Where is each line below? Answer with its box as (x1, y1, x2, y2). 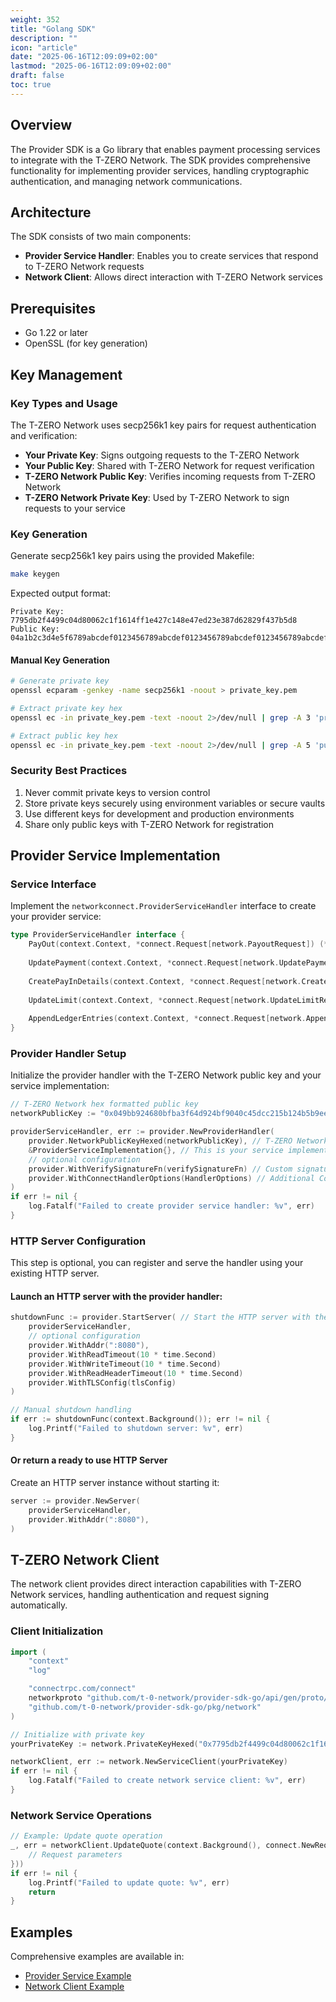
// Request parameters (28, 1850, 123, 1860)
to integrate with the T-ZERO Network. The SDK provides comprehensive (10, 154, 312, 166)
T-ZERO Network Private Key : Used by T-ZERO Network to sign (24, 491, 290, 503)
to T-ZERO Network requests (24, 261, 145, 273)
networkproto (28, 1693, 83, 1703)
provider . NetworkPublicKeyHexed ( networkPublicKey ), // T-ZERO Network (28, 1136, 329, 1146)
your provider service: (10, 911, 102, 923)
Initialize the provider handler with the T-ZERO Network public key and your (10, 1069, 322, 1081)
